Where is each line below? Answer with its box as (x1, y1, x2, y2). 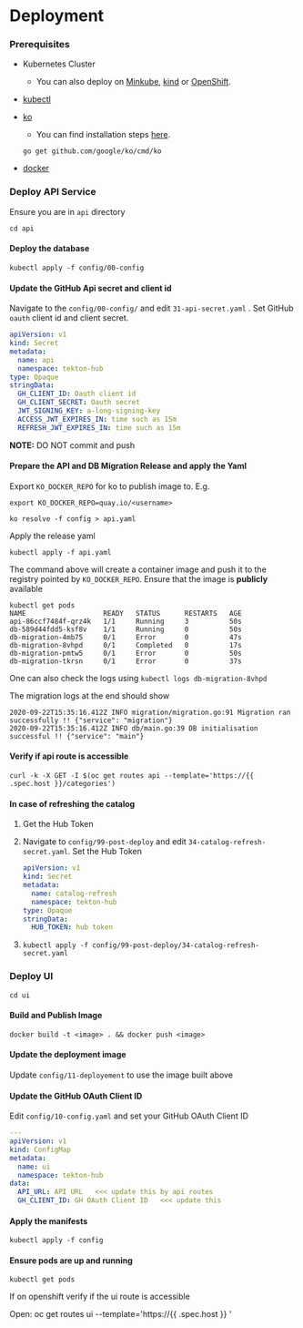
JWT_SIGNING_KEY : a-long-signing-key (17, 406, 161, 415)
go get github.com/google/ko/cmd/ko (22, 147, 162, 156)
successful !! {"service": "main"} (9, 731, 145, 741)
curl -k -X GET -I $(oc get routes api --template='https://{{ (9, 771, 255, 781)
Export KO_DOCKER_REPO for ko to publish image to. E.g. (9, 480, 210, 492)
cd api (9, 224, 35, 233)
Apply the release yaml (9, 530, 96, 541)
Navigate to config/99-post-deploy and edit (22, 836, 187, 847)
